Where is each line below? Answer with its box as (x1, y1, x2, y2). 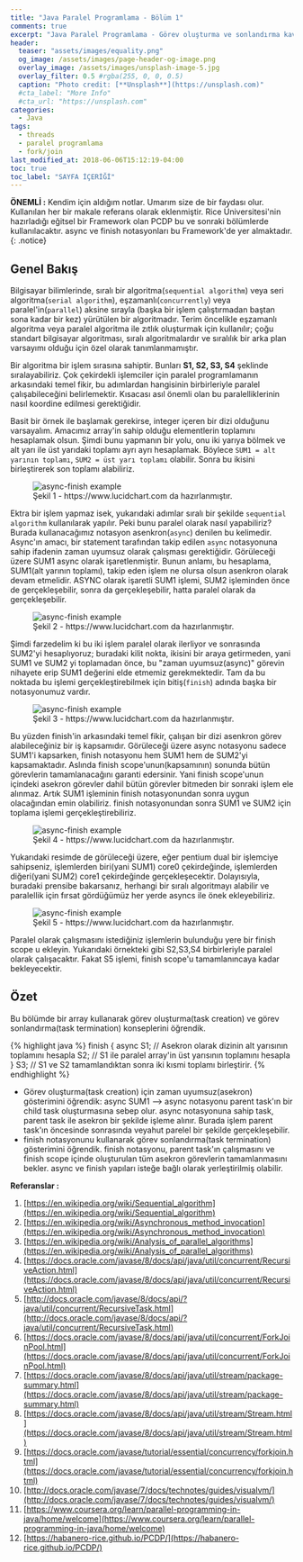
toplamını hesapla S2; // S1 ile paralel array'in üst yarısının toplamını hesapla (10, 1050, 290, 1061)
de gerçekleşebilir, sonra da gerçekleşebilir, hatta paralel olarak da (10, 584, 256, 595)
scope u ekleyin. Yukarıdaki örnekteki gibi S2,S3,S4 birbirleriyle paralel (10, 944, 272, 955)
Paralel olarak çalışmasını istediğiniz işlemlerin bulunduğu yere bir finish (10, 934, 277, 945)
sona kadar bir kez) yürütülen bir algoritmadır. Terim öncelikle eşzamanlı (10, 314, 278, 325)
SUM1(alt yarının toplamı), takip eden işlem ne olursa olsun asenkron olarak (10, 565, 289, 576)
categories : (10, 105, 55, 114)
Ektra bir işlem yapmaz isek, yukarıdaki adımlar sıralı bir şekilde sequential (10, 508, 287, 519)
